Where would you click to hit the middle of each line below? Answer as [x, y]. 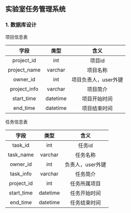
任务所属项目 [85, 184]
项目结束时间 [97, 108]
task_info [21, 173]
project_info [24, 89]
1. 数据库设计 [21, 25]
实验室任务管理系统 [35, 9]
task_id [21, 145]
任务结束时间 [85, 202]
